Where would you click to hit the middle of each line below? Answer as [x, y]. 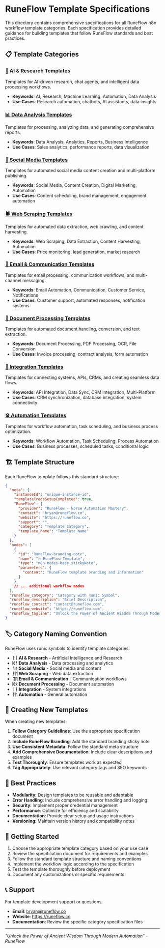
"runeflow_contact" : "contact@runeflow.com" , [57, 604]
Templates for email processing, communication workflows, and [70, 275]
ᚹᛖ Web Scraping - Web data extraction [53, 673]
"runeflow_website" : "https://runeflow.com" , [57, 609]
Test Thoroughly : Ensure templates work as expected [67, 762]
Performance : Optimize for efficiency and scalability [65, 811]
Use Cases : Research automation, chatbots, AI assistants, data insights [84, 101]
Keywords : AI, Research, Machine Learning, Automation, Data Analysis [84, 96]
